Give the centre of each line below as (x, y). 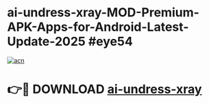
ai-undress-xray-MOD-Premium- (103, 13)
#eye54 (111, 42)
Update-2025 (46, 42)
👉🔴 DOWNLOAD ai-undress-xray (104, 89)
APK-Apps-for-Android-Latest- (98, 27)
